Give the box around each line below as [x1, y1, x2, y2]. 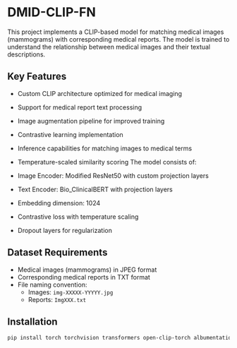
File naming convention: [17, 280, 87, 289]
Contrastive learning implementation [17, 130, 123, 138]
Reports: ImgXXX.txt [28, 295, 87, 304]
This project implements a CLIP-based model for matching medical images [7, 28, 224, 36]
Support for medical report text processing [17, 103, 142, 112]
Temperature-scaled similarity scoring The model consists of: [17, 157, 197, 166]
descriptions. [7, 50, 46, 59]
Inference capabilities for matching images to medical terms [17, 144, 193, 152]
